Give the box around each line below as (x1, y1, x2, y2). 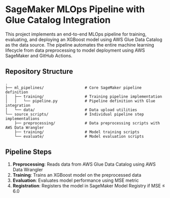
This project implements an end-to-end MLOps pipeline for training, (5, 31, 147, 37)
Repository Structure (5, 67, 74, 76)
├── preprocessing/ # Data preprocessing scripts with (14, 121, 160, 126)
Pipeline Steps (5, 148, 52, 156)
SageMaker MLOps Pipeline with (5, 4, 145, 15)
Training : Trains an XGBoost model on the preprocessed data (12, 172, 142, 178)
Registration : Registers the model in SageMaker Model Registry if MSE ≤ (12, 182, 165, 188)
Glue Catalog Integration (5, 14, 111, 26)
